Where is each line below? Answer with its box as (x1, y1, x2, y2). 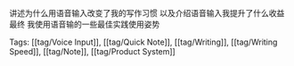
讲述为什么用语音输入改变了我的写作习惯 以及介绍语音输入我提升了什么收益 (9, 8, 285, 18)
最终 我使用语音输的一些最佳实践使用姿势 (9, 19, 160, 29)
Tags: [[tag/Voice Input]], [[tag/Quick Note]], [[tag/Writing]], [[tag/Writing (9, 37, 278, 47)
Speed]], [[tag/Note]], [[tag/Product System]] (9, 46, 176, 56)
